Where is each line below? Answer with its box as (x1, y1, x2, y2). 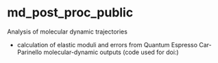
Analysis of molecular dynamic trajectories (7, 27, 128, 36)
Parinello (16, 48, 43, 56)
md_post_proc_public (7, 5, 134, 21)
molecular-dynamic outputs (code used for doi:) (43, 48, 180, 56)
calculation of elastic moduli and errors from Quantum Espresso (16, 40, 197, 49)
